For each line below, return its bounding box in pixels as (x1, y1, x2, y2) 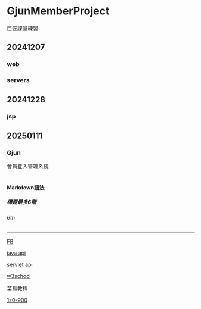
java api (7, 249, 26, 257)
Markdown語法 (7, 183, 45, 191)
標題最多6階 (7, 198, 37, 206)
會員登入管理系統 (7, 163, 49, 170)
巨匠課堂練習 (7, 24, 38, 32)
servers (7, 76, 30, 85)
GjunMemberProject (7, 4, 110, 18)
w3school (7, 273, 31, 280)
